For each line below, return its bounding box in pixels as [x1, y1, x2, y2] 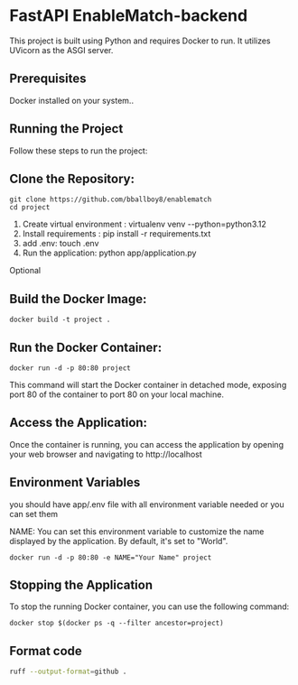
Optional [9, 265, 42, 276]
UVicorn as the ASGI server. [9, 44, 114, 55]
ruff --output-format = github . [9, 667, 127, 677]
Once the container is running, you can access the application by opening [9, 439, 284, 449]
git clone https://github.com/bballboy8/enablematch [9, 195, 212, 204]
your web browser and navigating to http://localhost [9, 449, 203, 459]
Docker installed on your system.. [9, 95, 134, 106]
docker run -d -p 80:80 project [9, 364, 131, 373]
